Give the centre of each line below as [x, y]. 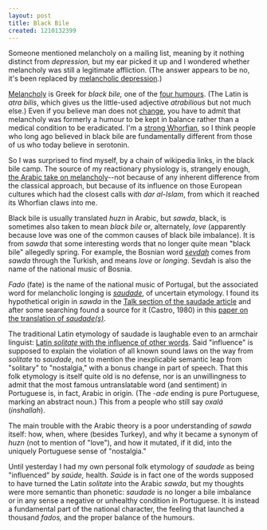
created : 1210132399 [43, 30]
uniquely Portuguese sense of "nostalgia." [77, 451]
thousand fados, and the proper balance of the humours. [102, 518]
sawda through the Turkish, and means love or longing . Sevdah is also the [130, 261]
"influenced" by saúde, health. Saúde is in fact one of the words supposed [131, 475]
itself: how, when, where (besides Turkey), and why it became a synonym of [133, 434]
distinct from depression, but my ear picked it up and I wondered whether [129, 61]
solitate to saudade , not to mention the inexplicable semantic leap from [125, 359]
